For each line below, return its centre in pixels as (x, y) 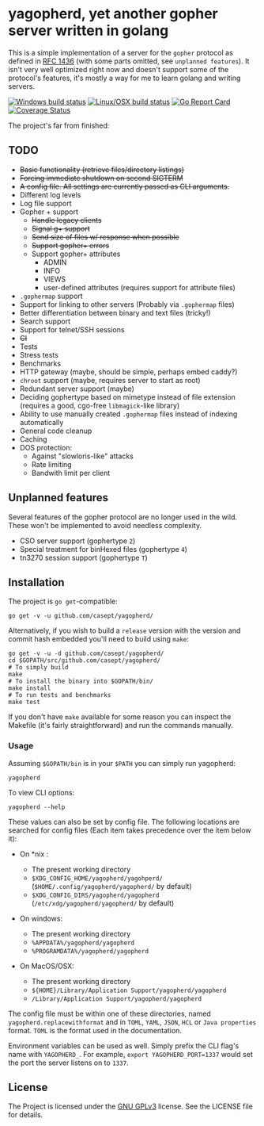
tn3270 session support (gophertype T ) (83, 557)
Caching (33, 439)
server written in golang (89, 31)
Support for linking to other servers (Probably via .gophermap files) (127, 304)
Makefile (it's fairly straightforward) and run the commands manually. (121, 726)
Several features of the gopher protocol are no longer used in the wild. (123, 517)
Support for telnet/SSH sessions (72, 329)
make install (30, 688)
